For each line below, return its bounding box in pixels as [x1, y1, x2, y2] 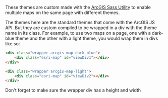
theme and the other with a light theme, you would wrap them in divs [15, 35, 158, 41]
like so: [5, 41, 20, 47]
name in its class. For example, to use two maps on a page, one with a [5, 30, 151, 36]
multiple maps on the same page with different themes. [5, 10, 120, 16]
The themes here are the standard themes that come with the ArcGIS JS [5, 20, 155, 25]
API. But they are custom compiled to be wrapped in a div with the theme [5, 25, 157, 31]
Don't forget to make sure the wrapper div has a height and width [5, 87, 141, 93]
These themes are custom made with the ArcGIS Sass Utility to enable [5, 5, 151, 10]
